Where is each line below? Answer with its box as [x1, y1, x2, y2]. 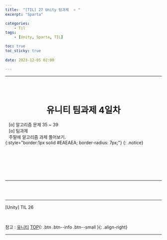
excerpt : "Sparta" [5, 12, 43, 17]
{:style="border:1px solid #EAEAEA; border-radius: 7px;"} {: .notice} [5, 140, 144, 146]
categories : [5, 21, 30, 26]
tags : [5, 30, 16, 35]
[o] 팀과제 [8, 128, 28, 134]
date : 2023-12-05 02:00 [5, 58, 55, 63]
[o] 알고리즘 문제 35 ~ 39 [8, 122, 59, 128]
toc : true [5, 44, 26, 49]
